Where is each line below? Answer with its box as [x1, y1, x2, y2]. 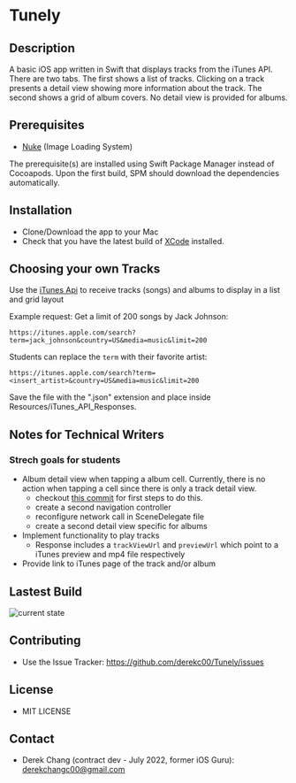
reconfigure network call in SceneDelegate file [34, 511, 205, 522]
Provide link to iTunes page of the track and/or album [21, 558, 216, 569]
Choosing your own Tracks [9, 262, 161, 277]
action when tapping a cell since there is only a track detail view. [21, 483, 257, 494]
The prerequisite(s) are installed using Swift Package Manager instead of [9, 158, 275, 169]
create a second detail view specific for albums [34, 521, 208, 532]
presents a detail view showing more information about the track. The [9, 83, 262, 93]
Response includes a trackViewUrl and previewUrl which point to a [34, 540, 279, 550]
